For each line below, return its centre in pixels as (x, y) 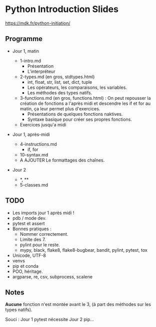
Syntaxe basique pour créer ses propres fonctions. (80, 119)
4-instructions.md (38, 144)
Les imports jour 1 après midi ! (43, 213)
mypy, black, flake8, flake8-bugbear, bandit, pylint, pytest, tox (83, 250)
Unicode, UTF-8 (29, 255)
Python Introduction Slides (62, 9)
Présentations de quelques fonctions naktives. (75, 114)
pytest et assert (28, 223)
